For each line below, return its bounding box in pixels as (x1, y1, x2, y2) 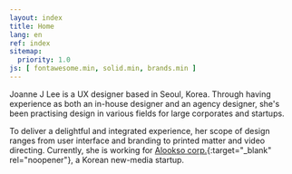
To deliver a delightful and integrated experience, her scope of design (9, 125, 270, 136)
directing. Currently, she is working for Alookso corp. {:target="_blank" (9, 144, 272, 155)
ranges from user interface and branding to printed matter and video (9, 135, 266, 146)
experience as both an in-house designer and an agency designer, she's (9, 98, 280, 109)
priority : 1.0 (17, 55, 71, 64)
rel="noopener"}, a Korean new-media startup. (9, 154, 184, 165)
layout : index (9, 13, 63, 23)
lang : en (9, 30, 43, 39)
